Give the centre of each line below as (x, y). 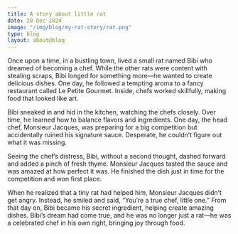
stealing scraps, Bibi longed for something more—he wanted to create (110, 76)
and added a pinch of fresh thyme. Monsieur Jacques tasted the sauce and (118, 164)
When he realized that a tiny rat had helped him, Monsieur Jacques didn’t (115, 193)
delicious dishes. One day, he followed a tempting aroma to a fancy (106, 83)
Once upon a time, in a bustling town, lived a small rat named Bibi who (110, 60)
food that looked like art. (43, 99)
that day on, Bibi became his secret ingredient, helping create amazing (111, 208)
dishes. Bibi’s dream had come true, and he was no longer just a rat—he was (119, 216)
